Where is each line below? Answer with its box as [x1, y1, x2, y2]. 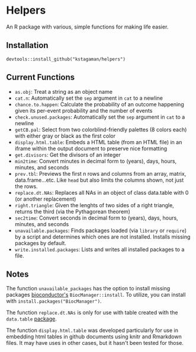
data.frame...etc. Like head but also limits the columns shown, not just [14, 176, 184, 183]
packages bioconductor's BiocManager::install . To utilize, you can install [6, 291, 186, 299]
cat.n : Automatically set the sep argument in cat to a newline [14, 94, 163, 102]
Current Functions [6, 72, 75, 83]
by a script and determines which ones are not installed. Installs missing [14, 233, 191, 240]
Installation [6, 40, 49, 50]
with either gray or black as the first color [14, 132, 115, 139]
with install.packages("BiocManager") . [6, 297, 102, 305]
